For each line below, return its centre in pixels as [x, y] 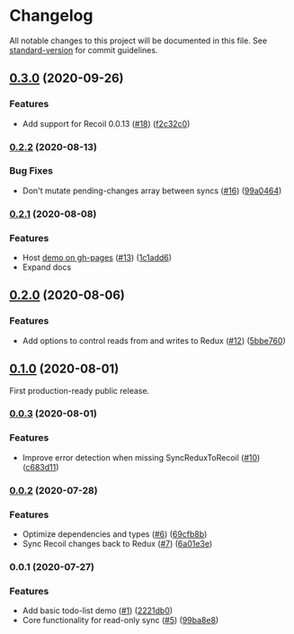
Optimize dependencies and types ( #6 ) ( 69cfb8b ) [115, 534]
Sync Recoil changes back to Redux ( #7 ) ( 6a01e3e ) [117, 544]
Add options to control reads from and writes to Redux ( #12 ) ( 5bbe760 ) [154, 340]
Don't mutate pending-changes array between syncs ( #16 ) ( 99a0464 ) [152, 191]
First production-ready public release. [80, 390]
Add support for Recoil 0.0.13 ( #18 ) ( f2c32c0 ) [106, 123]
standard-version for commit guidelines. [84, 49]
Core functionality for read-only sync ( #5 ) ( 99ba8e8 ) [120, 621]
